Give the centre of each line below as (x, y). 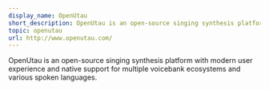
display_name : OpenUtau (48, 16)
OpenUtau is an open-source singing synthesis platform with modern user (130, 61)
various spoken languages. (53, 77)
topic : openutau (35, 30)
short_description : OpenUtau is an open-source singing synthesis (121, 23)
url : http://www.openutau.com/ (60, 38)
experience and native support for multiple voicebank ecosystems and (124, 69)
